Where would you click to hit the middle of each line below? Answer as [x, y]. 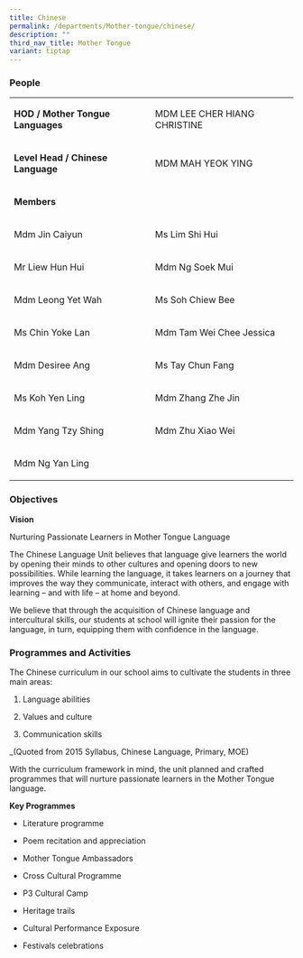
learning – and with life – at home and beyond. [95, 593]
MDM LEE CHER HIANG [205, 114]
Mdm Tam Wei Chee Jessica [215, 333]
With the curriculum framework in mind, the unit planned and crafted [137, 769]
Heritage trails [49, 911]
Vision [22, 519]
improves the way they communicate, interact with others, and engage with [149, 583]
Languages [38, 125]
